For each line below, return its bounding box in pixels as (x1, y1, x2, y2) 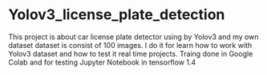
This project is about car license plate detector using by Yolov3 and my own (8, 32, 259, 41)
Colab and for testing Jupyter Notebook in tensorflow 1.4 (8, 57, 196, 67)
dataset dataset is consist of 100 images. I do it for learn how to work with (8, 40, 253, 49)
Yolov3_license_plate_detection (8, 6, 225, 24)
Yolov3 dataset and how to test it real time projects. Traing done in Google (8, 49, 253, 58)
